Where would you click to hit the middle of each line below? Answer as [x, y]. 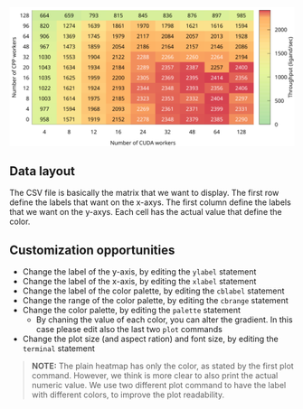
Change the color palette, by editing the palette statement [132, 311]
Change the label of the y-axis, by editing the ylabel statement [139, 272]
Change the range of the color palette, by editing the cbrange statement [156, 301]
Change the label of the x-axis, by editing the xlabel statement [139, 282]
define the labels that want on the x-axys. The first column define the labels [150, 202]
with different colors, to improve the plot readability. [128, 395]
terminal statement [58, 349]
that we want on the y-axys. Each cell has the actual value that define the [146, 212]
